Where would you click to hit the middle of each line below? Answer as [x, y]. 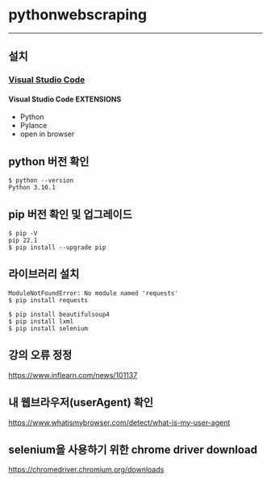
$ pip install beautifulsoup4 [59, 314]
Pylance [33, 126]
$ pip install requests [48, 300]
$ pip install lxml [41, 321]
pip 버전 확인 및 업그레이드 [71, 214]
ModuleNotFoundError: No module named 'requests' [94, 293]
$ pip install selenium [48, 328]
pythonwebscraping [78, 15]
